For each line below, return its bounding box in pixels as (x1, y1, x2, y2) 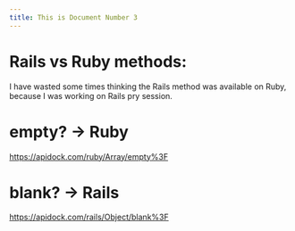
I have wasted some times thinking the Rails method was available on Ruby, (9, 81, 287, 92)
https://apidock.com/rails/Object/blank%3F (9, 211, 169, 223)
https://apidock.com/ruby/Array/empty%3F (9, 151, 168, 161)
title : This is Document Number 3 (9, 12, 139, 22)
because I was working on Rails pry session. (9, 90, 173, 101)
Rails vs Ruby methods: (9, 51, 188, 71)
